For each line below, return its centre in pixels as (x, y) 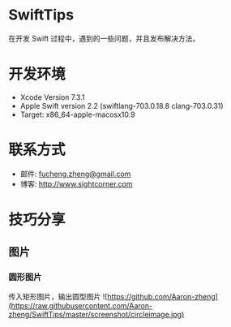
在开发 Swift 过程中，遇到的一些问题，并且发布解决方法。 (104, 38)
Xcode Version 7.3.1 (52, 97)
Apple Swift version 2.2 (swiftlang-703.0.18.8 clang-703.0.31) (122, 105)
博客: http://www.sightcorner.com (76, 183)
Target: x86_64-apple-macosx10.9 (77, 114)
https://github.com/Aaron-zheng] (163, 296)
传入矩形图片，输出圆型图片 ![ (58, 296)
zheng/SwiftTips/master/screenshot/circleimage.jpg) (96, 314)
